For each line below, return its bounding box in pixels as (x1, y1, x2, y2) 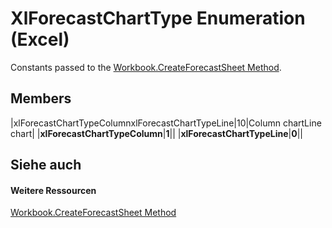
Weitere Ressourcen (10, 184, 97, 196)
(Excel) (10, 28, 70, 51)
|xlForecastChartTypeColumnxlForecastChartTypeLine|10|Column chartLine (10, 117, 322, 129)
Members (10, 90, 72, 107)
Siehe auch (10, 157, 82, 174)
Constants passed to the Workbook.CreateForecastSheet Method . (10, 61, 282, 73)
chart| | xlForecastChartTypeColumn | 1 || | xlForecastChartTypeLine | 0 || (10, 127, 303, 139)
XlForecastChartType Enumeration (10, 7, 306, 30)
